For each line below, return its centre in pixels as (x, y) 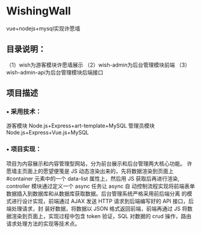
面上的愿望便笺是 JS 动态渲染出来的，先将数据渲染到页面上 (100, 171)
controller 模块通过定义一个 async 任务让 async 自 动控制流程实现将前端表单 (101, 186)
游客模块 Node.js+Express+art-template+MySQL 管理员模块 (81, 126)
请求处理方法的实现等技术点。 (43, 223)
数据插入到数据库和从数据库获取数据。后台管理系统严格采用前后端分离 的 (97, 193)
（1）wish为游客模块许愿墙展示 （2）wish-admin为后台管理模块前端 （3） (98, 65)
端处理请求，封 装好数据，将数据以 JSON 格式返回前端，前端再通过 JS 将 (97, 208)
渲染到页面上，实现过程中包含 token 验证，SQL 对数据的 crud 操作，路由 (101, 216)
